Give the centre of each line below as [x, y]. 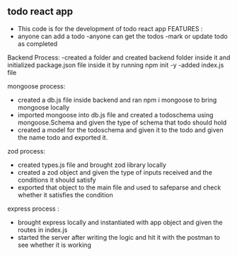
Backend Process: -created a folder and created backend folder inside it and [119, 57]
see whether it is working [54, 245]
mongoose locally [44, 107]
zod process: [27, 151]
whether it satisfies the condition [65, 194]
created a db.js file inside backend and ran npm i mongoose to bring [117, 100]
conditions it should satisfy [57, 180]
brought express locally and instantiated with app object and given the [120, 222]
